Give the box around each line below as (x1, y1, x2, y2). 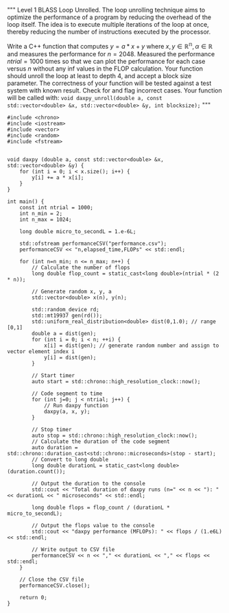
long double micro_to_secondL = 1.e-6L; (19, 228, 136, 235)
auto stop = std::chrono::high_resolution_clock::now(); (32, 432, 197, 439)
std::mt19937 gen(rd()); (32, 312, 103, 319)
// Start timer (32, 372, 75, 379)
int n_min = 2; (19, 210, 63, 217)
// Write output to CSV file (32, 546, 115, 553)
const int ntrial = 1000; (19, 204, 94, 211)
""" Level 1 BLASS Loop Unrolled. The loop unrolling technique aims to (7, 6, 206, 14)
